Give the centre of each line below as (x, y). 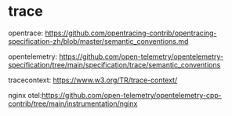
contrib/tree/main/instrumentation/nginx (73, 103)
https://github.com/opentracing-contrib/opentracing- (131, 33)
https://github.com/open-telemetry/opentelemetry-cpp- (132, 95)
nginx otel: (25, 95)
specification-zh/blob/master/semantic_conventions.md (98, 41)
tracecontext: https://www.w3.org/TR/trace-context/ (93, 80)
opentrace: (26, 33)
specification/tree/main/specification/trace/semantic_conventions (114, 64)
